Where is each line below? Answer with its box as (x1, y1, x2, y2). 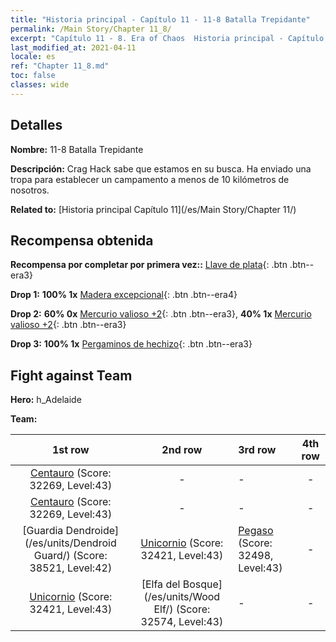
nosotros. (10, 184, 50, 196)
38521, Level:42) (29, 561, 113, 575)
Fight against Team (10, 367, 133, 384)
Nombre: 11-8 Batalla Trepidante (10, 143, 144, 155)
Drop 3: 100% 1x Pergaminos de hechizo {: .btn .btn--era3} (10, 338, 253, 350)
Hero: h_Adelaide (10, 394, 82, 406)
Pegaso (238, 524, 274, 538)
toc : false (10, 71, 56, 81)
